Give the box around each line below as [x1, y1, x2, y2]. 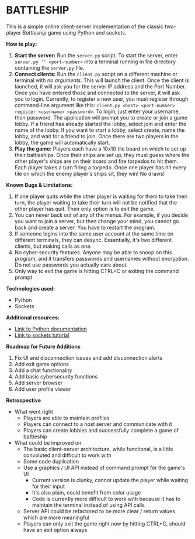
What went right [14, 408, 54, 415]
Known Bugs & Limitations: [6, 181, 73, 188]
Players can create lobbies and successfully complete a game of [23, 427, 179, 434]
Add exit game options [14, 360, 69, 367]
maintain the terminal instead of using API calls [32, 502, 145, 509]
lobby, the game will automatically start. [14, 139, 110, 146]
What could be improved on [14, 439, 82, 446]
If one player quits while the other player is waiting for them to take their [14, 193, 188, 200]
